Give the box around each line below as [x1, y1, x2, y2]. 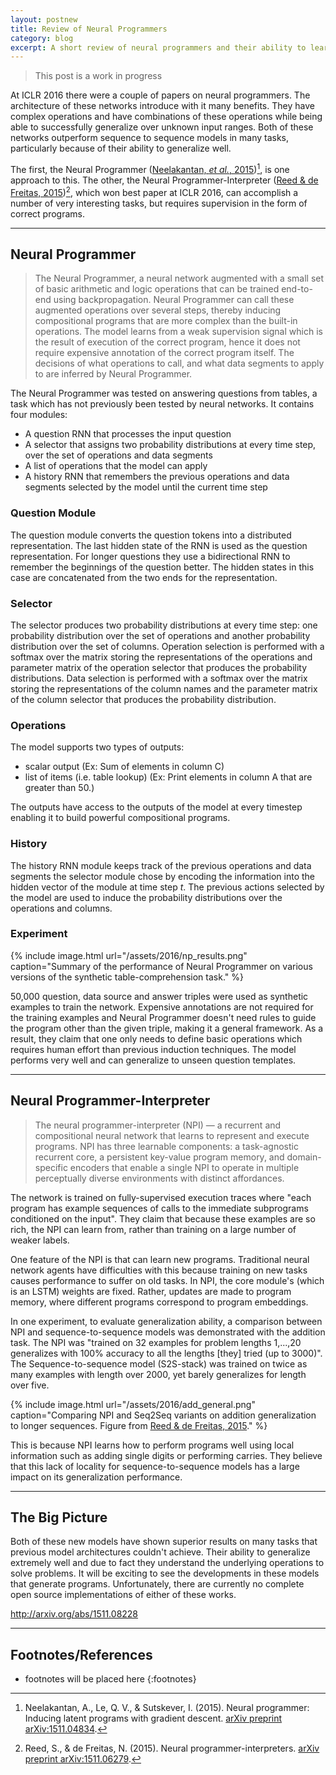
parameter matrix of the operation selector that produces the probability [10, 661, 308, 673]
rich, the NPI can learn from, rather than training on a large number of [10, 1223, 297, 1235]
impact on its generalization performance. [10, 1471, 183, 1483]
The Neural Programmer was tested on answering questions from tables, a [10, 387, 318, 400]
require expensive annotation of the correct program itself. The [34, 347, 295, 359]
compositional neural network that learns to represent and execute [34, 1129, 310, 1141]
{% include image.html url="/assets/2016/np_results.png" [10, 949, 248, 961]
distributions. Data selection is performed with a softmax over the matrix [10, 672, 308, 684]
